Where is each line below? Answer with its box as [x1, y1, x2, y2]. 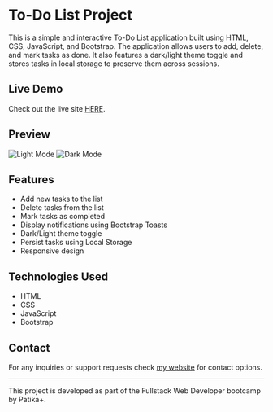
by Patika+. [8, 395, 46, 404]
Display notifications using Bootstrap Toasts [19, 220, 168, 230]
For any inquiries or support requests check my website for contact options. [8, 362, 262, 372]
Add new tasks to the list [19, 194, 103, 204]
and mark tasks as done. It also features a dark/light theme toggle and [8, 50, 244, 59]
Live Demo [8, 82, 63, 96]
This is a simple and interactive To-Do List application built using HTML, [8, 33, 249, 42]
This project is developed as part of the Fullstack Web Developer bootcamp [8, 386, 262, 396]
